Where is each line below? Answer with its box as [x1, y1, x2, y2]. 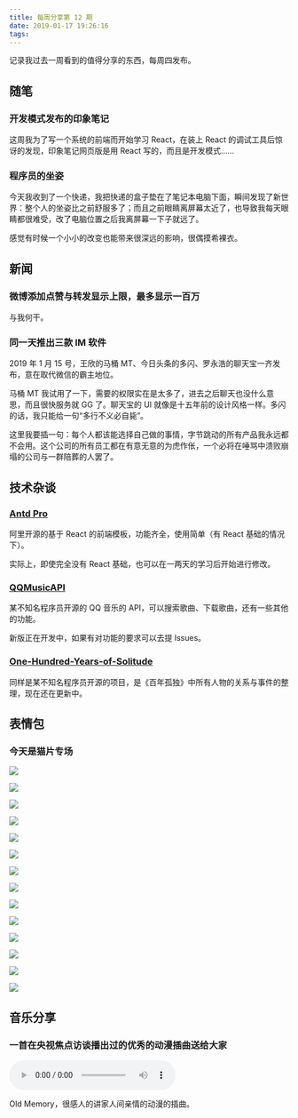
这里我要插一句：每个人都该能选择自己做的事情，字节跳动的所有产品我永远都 [9, 429, 289, 440]
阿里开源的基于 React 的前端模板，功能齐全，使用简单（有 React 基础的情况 [9, 529, 286, 539]
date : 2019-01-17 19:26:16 [9, 21, 109, 30]
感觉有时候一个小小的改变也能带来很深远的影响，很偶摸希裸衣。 [9, 233, 242, 244]
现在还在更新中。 [24, 688, 87, 699]
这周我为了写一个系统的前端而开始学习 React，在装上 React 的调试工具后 [9, 134, 275, 145]
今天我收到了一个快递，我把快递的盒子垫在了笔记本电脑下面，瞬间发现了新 [9, 192, 281, 203]
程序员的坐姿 [9, 170, 65, 182]
